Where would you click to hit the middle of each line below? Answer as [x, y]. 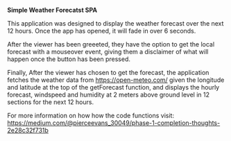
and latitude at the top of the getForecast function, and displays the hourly [113, 87]
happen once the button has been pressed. [69, 59]
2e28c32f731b [28, 130]
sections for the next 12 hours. [51, 102]
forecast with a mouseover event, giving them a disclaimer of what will [108, 52]
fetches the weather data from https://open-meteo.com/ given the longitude [116, 80]
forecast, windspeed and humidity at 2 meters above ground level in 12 [109, 94]
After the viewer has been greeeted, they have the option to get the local [111, 44]
